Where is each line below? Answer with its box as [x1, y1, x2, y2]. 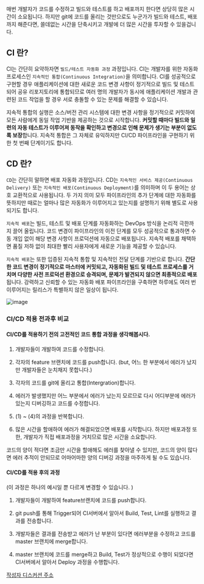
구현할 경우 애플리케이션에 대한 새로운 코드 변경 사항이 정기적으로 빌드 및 [6, 80, 178, 87]
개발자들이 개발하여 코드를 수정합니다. [15, 345, 105, 353]
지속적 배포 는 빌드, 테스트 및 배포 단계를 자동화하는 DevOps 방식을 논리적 [6, 219, 178, 227]
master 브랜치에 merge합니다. [15, 538, 88, 545]
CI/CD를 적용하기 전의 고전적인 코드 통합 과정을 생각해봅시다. [6, 331, 150, 338]
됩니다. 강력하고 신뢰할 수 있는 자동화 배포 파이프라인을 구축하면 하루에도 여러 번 [6, 278, 197, 286]
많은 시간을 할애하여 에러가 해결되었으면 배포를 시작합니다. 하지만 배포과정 [15, 425, 191, 433]
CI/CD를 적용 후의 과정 [6, 469, 60, 476]
